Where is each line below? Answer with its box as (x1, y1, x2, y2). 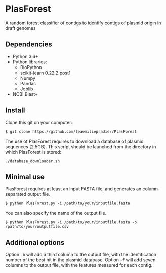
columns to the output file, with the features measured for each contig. (5, 262, 153, 268)
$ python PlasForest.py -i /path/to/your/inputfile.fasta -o (5, 220, 137, 225)
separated (5, 191, 27, 197)
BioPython (20, 64, 42, 70)
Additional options (5, 238, 65, 247)
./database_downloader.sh (5, 158, 60, 164)
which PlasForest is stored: (5, 149, 62, 155)
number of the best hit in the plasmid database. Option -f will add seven (5, 257, 156, 263)
